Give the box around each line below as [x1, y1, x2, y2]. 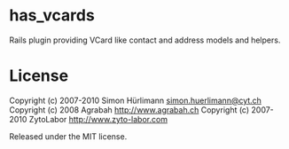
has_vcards [9, 5, 95, 26]
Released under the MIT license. [9, 130, 128, 142]
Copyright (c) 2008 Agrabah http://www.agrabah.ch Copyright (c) [9, 104, 250, 115]
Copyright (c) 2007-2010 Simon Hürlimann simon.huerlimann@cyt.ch [9, 95, 262, 106]
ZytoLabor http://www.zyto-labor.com [28, 114, 168, 124]
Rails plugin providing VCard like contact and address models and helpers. [9, 35, 281, 45]
